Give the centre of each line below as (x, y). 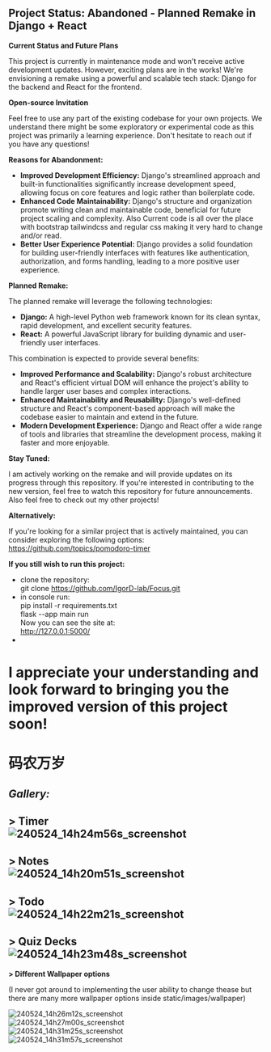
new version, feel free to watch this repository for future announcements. (131, 491)
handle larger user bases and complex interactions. (106, 391)
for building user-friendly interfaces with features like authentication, (135, 252)
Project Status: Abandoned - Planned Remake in (132, 13)
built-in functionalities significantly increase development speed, (128, 184)
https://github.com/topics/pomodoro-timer (80, 548)
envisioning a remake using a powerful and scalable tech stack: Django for (133, 78)
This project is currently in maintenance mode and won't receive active (127, 61)
